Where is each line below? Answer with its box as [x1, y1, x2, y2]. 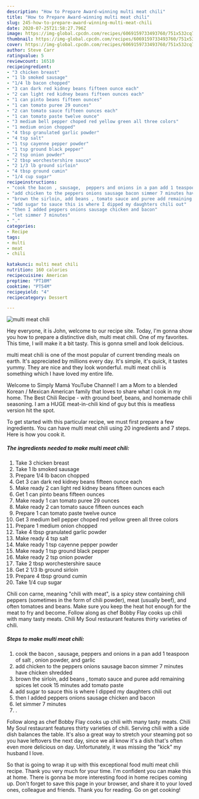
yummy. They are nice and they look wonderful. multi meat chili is [6, 364, 167, 371]
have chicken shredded [15, 669, 73, 676]
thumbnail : [6, 36, 34, 42]
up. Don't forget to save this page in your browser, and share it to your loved [6, 780, 193, 787]
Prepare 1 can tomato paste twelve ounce [15, 510, 117, 517]
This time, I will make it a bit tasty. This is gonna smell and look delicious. [6, 340, 184, 347]
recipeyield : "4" [6, 289, 50, 295]
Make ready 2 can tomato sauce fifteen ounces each [15, 504, 144, 511]
